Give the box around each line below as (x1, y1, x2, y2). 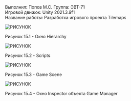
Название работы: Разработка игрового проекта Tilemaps (5, 15, 127, 20)
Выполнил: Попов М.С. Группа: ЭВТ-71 (5, 4, 85, 10)
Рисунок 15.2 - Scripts (5, 52, 50, 58)
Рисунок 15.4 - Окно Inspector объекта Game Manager (5, 91, 118, 96)
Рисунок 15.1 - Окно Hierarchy (5, 34, 67, 39)
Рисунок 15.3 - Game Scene (5, 72, 62, 77)
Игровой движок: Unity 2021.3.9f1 (5, 9, 75, 15)
